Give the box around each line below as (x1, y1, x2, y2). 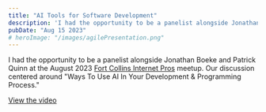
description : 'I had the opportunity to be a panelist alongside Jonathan (8, 19, 260, 27)
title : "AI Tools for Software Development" (8, 11, 158, 20)
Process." (8, 80, 40, 90)
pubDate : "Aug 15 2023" (8, 26, 87, 34)
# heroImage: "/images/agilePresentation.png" (8, 33, 165, 42)
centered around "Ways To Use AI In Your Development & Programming (8, 72, 241, 81)
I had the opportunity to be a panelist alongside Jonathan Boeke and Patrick (8, 55, 256, 65)
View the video (8, 95, 57, 105)
